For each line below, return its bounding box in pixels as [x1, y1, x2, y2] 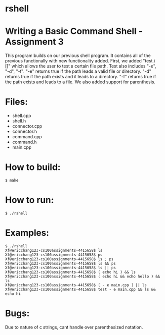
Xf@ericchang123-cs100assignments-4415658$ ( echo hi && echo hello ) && [5, 274, 161, 279]
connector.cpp [12, 123, 42, 129]
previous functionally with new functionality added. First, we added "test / [5, 58, 156, 64]
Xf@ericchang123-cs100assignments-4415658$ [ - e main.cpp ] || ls [5, 282, 147, 287]
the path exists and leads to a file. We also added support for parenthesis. [5, 79, 156, 85]
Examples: [5, 227, 49, 238]
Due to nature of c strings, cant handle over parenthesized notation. [5, 324, 143, 330]
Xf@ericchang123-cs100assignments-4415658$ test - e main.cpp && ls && [5, 287, 156, 292]
